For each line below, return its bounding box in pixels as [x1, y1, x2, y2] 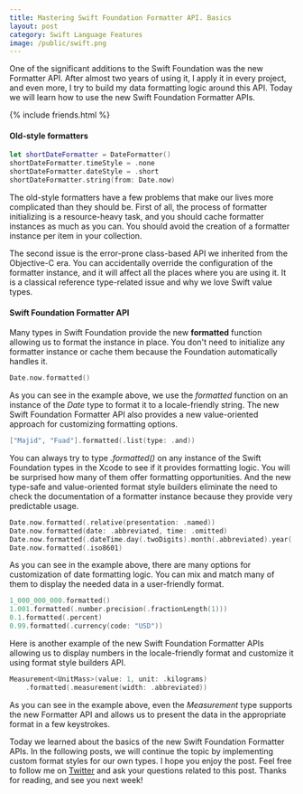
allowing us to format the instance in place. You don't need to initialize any [9, 336, 286, 348]
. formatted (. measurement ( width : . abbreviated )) [25, 683, 207, 692]
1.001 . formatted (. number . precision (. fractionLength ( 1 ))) [9, 605, 228, 614]
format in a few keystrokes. [9, 718, 111, 729]
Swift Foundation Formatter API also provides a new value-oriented [9, 409, 259, 421]
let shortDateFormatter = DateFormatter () [9, 150, 171, 159]
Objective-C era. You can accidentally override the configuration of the [9, 257, 273, 268]
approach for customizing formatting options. [9, 419, 179, 430]
